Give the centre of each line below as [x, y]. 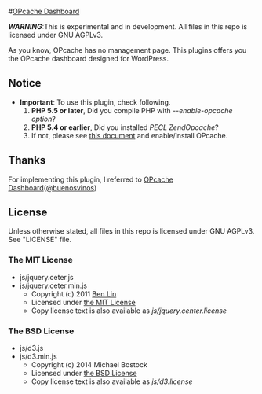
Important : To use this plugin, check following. [95, 102]
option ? [44, 119]
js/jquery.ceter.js [46, 277]
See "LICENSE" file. [40, 240]
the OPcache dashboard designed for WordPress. [88, 59]
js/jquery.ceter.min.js [53, 285]
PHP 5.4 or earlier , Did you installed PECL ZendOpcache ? [125, 127]
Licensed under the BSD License [84, 374]
